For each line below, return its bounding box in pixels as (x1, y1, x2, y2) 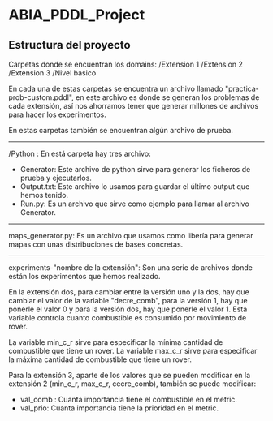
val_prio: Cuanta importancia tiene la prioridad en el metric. (19, 403, 219, 413)
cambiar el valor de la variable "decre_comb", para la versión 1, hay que (8, 296, 248, 305)
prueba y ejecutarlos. (19, 173, 92, 183)
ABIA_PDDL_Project (8, 6, 145, 24)
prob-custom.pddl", (8, 92, 75, 102)
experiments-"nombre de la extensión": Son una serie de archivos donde (8, 263, 253, 273)
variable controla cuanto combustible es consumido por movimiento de (8, 313, 247, 322)
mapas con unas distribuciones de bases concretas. (8, 239, 184, 249)
